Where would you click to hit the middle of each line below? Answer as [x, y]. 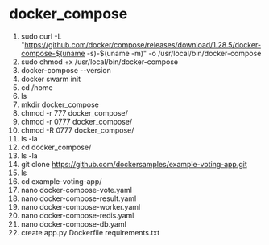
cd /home [37, 87]
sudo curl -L [41, 36]
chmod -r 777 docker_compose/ [74, 112]
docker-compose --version [66, 70]
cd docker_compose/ [56, 147]
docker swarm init [51, 79]
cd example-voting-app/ [61, 181]
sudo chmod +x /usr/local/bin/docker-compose [99, 62]
